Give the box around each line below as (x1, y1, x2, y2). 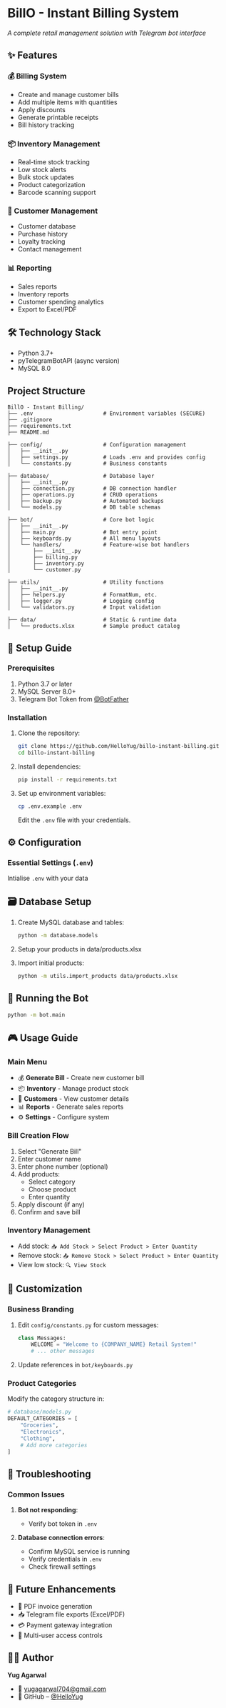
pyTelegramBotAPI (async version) (17, 356, 120, 365)
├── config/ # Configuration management (7, 441, 187, 449)
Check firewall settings (28, 1562, 96, 1571)
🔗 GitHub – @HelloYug (17, 1692, 83, 1701)
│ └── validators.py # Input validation (7, 604, 161, 611)
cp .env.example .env (17, 802, 82, 810)
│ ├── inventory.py (7, 560, 84, 567)
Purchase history (17, 230, 68, 239)
